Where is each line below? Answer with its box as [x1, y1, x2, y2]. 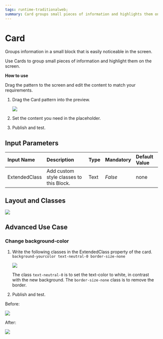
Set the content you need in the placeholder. [12, 115, 101, 121]
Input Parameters [5, 139, 59, 147]
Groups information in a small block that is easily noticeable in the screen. [5, 49, 153, 55]
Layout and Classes [5, 196, 66, 205]
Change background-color [5, 238, 69, 245]
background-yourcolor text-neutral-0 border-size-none [12, 254, 126, 259]
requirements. [5, 87, 33, 93]
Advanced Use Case [5, 223, 68, 231]
